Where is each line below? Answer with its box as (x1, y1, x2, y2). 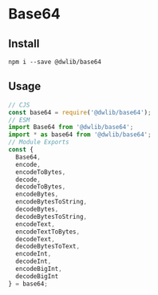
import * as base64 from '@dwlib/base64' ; (8, 131, 152, 139)
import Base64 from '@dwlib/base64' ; (8, 123, 134, 131)
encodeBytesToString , (15, 198, 88, 206)
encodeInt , (15, 250, 52, 258)
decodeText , (15, 235, 56, 243)
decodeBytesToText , (15, 242, 81, 251)
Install (8, 37, 40, 51)
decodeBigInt (15, 272, 59, 281)
